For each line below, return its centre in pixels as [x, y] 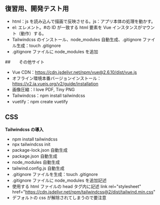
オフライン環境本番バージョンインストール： [57, 78]
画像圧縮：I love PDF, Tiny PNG [43, 89]
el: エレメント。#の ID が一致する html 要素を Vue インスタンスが [77, 27]
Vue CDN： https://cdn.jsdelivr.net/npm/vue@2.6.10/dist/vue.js [74, 72]
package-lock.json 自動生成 [40, 150]
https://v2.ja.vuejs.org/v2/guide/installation [55, 83]
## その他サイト [25, 62]
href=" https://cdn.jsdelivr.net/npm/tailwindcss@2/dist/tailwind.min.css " [84, 192]
